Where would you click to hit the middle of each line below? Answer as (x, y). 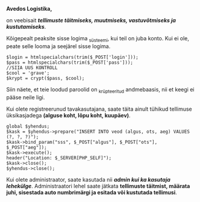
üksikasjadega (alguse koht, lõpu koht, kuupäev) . (68, 115)
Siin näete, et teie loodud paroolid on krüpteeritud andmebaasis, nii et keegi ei (100, 90)
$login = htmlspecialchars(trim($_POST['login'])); (72, 57)
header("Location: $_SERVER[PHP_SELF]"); (59, 158)
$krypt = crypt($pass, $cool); (45, 78)
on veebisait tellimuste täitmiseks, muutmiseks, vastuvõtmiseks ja (91, 20)
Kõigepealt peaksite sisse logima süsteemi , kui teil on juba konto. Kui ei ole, (98, 39)
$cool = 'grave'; (28, 73)
